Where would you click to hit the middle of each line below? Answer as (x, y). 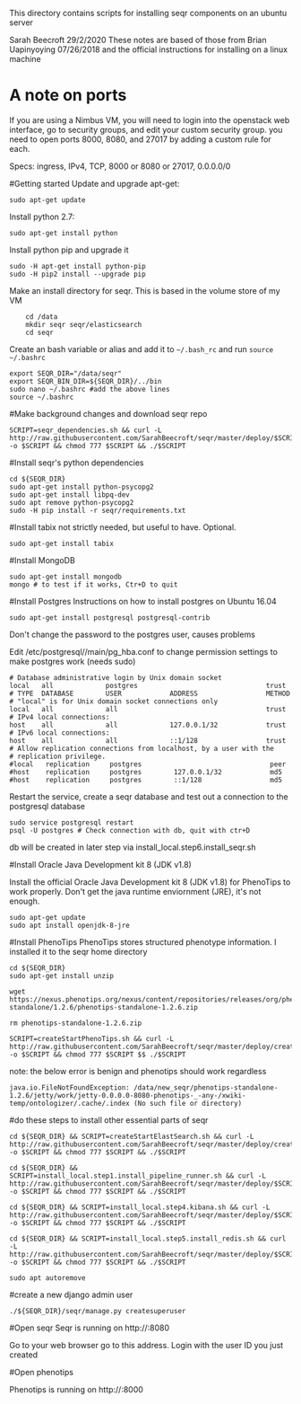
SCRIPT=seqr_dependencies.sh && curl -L (86, 430)
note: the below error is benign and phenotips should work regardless (138, 1071)
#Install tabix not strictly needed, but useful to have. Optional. (123, 527)
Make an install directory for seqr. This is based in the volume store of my (145, 290)
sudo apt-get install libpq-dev (69, 494)
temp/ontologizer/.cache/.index (69, 1103)
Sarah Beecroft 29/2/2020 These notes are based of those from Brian (138, 40)
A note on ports (68, 96)
